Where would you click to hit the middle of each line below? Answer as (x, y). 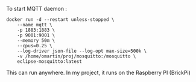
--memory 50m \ (36, 41)
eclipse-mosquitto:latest (50, 62)
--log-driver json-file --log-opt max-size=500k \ (82, 51)
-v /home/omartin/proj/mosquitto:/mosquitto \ (77, 56)
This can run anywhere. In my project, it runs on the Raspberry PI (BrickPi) (99, 72)
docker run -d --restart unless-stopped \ (60, 20)
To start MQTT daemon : (37, 9)
